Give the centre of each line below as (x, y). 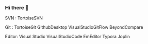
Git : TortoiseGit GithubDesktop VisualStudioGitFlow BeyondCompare (74, 27)
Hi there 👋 (17, 8)
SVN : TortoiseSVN (24, 18)
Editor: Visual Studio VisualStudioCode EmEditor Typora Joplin (67, 37)
